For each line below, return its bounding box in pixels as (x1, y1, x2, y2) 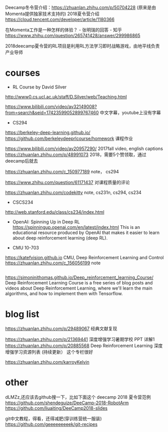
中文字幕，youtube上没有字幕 (100, 109, 161, 115)
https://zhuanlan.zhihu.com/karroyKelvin (5, 359, 90, 365)
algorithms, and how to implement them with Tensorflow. (5, 291, 123, 297)
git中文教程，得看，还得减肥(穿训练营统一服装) (5, 416, 102, 422)
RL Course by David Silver (12, 84, 67, 90)
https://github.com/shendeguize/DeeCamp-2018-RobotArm (5, 400, 129, 406)
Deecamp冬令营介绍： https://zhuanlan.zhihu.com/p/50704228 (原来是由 (5, 5, 156, 10)
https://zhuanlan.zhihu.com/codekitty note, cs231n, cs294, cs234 (5, 189, 142, 196)
